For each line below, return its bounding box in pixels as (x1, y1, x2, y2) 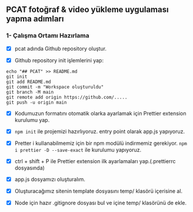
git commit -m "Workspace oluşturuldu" (6, 84, 104, 90)
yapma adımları (6, 14, 64, 24)
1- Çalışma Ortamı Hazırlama (6, 32, 89, 40)
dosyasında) (14, 164, 45, 171)
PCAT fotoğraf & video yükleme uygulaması (6, 5, 169, 15)
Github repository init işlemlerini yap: (14, 57, 104, 64)
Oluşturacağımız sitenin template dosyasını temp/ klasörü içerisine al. (14, 188, 183, 195)
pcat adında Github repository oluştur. (14, 45, 107, 52)
